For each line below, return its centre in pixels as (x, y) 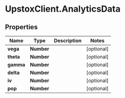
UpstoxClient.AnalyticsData (63, 9)
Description (68, 41)
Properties (21, 27)
